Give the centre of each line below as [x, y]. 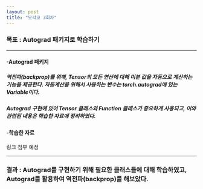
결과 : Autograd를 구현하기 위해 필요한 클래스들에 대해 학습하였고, [97, 170]
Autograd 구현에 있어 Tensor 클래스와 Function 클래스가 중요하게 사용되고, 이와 [101, 108]
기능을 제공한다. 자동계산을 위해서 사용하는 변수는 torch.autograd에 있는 [92, 84]
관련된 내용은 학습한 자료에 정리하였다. [51, 116]
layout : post [23, 12]
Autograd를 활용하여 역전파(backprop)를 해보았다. [77, 179]
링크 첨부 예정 [23, 147]
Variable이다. [23, 92]
